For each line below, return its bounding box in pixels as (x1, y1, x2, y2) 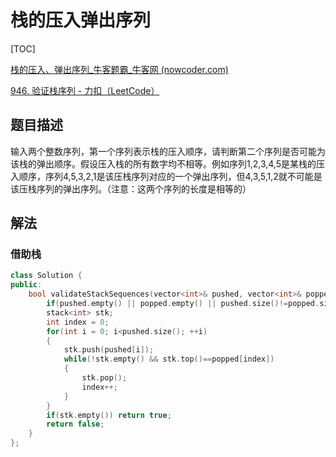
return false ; (46, 419, 105, 430)
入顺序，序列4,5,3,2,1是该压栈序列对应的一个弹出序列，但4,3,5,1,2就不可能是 (10, 170, 323, 182)
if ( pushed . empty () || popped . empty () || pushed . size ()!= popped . (46, 299, 320, 309)
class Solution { (10, 271, 83, 281)
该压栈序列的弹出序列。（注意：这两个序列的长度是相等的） (10, 182, 252, 195)
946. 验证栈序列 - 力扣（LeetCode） (10, 84, 160, 96)
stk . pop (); (81, 373, 128, 383)
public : (10, 280, 43, 290)
